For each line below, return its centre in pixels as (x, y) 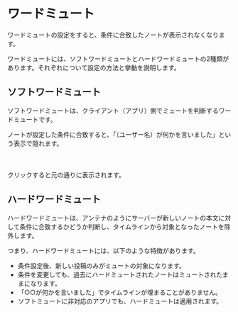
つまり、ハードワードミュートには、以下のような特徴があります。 (104, 250)
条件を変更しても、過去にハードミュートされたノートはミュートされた (120, 274)
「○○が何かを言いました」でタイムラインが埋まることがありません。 (119, 292)
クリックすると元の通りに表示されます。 (66, 174)
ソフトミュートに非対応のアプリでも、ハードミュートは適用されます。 (120, 301)
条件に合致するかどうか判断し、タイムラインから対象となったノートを (122, 226)
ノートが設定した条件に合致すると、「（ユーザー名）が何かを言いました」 (113, 134)
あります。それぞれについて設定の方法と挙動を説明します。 (94, 67)
